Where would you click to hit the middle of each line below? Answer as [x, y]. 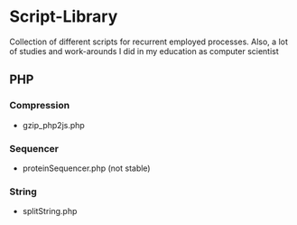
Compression [40, 106]
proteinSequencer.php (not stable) [86, 168]
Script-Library [64, 17]
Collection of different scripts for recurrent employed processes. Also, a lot [149, 42]
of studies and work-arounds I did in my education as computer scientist [144, 51]
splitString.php [50, 211]
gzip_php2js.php [54, 125]
